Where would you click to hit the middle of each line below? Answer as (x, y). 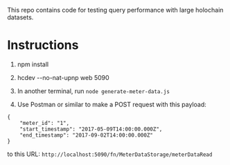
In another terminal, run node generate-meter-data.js (93, 91)
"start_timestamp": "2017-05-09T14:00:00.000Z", (91, 129)
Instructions (43, 45)
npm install (33, 64)
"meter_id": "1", (45, 123)
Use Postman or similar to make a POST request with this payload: (112, 104)
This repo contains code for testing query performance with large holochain (115, 10)
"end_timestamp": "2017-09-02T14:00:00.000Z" (87, 135)
